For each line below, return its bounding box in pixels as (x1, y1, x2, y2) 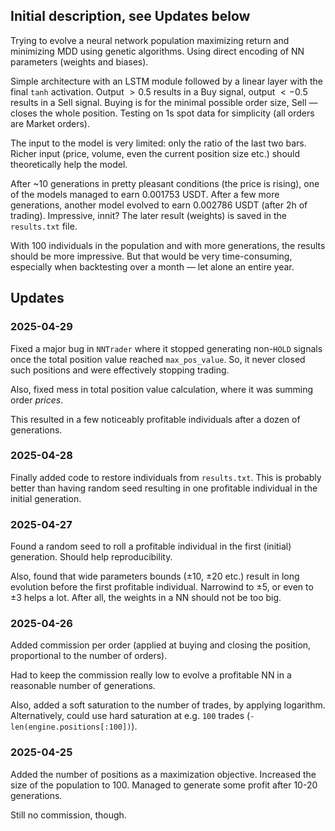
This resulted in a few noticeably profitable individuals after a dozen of (10, 413, 301, 425)
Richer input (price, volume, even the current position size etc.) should (10, 147, 301, 159)
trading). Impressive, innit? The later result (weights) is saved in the (10, 209, 288, 221)
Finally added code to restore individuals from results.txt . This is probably (10, 471, 322, 483)
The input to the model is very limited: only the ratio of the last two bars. (10, 137, 307, 149)
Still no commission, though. (10, 809, 127, 821)
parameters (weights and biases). (10, 55, 149, 68)
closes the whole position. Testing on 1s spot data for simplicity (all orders (10, 107, 315, 119)
